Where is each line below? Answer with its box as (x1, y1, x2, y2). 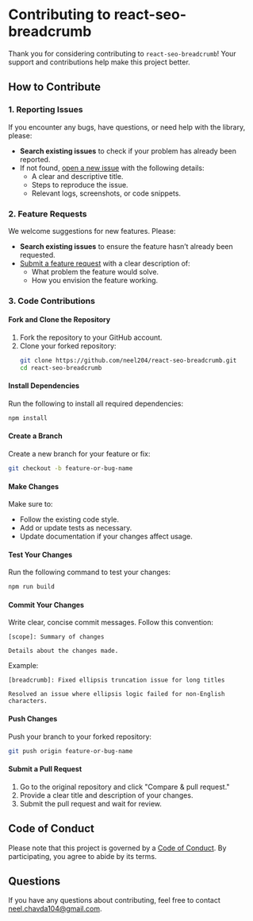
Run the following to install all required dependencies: (8, 399, 184, 408)
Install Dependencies (8, 381, 80, 391)
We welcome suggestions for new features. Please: (8, 226, 176, 235)
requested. (19, 250, 56, 259)
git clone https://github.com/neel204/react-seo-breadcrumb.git (19, 356, 237, 365)
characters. (8, 698, 48, 705)
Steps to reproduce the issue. (31, 180, 128, 189)
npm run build (8, 583, 56, 591)
